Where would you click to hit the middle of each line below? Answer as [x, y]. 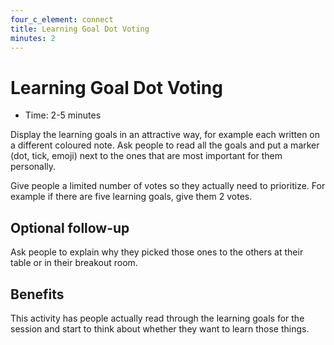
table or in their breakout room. [74, 263]
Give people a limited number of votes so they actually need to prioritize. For [168, 186]
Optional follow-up [70, 227]
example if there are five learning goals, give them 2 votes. [131, 197]
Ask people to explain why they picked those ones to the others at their [157, 252]
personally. [33, 167]
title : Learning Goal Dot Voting [80, 29]
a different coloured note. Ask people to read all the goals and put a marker [165, 145]
